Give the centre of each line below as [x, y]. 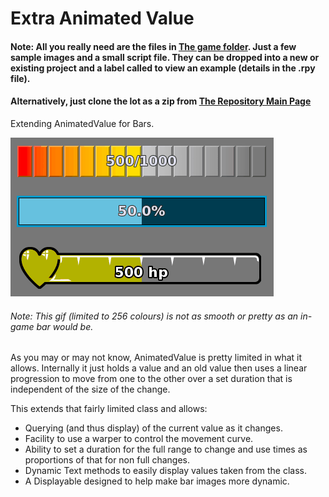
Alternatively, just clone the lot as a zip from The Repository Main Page [161, 101]
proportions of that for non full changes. [107, 460]
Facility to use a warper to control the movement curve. [139, 439]
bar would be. [65, 326]
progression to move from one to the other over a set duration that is [151, 379]
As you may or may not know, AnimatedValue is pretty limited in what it [156, 358]
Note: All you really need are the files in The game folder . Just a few [153, 46]
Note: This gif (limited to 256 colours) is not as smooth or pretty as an [154, 316]
